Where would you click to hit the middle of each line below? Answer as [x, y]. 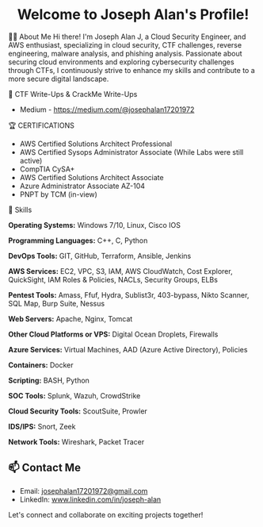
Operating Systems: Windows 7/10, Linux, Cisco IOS [94, 225]
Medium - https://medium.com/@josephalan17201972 [107, 110]
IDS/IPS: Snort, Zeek [42, 426]
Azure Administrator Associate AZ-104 [82, 186]
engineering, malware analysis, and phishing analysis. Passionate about [125, 53]
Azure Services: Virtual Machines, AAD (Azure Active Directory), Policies [128, 349]
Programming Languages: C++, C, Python [78, 240]
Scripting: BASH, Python [49, 380]
